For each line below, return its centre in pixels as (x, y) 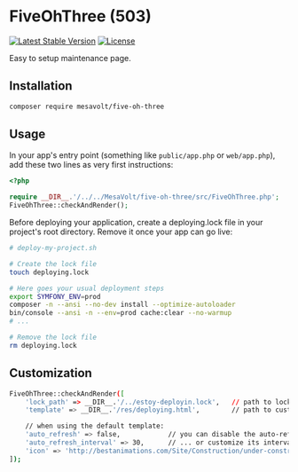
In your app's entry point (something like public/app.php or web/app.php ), (142, 155)
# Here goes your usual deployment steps (87, 288)
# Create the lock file (53, 264)
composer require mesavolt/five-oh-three (87, 106)
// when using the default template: (95, 426)
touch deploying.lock (49, 272)
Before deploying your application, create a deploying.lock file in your (136, 223)
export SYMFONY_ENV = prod (55, 296)
